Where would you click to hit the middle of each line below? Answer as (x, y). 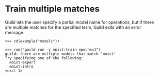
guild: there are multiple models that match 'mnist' (61, 54)
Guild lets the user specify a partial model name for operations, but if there (79, 22)
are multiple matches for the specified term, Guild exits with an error (73, 27)
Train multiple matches (52, 9)
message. (15, 32)
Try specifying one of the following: (44, 58)
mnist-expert (23, 62)
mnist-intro (22, 66)
